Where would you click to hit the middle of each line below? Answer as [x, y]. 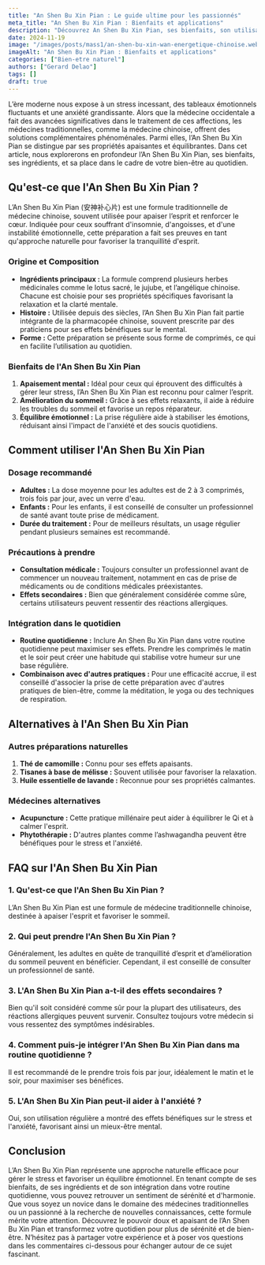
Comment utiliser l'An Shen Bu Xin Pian [106, 450]
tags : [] [22, 74]
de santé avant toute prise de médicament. [89, 515]
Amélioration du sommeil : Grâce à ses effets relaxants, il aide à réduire [137, 400]
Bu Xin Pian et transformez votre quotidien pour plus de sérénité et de [121, 1229]
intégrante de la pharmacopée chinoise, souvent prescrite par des [127, 321]
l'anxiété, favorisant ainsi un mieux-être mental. [86, 1127]
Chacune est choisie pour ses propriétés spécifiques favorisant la [126, 296]
